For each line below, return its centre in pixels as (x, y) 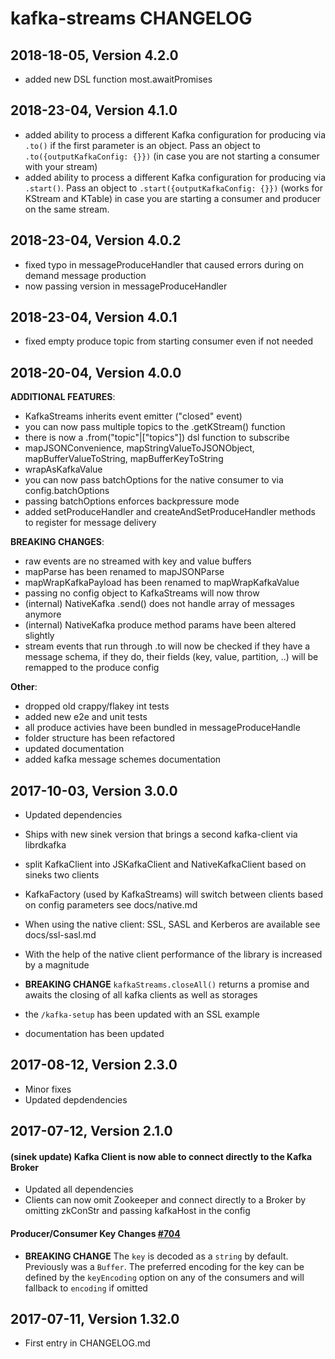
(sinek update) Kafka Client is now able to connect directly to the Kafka (161, 1156)
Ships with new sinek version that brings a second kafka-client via (161, 834)
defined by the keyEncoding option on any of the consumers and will (164, 1277)
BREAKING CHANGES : (57, 542)
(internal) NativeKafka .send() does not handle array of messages (159, 604)
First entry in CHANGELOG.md (87, 1343)
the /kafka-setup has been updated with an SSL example (142, 1014)
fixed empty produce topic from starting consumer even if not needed (169, 341)
